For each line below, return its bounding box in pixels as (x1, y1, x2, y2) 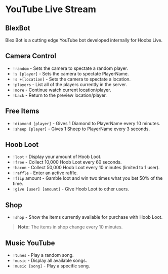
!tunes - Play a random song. (12, 252, 74, 258)
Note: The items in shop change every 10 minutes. (17, 224, 123, 230)
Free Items (5, 107, 39, 115)
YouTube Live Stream (5, 4, 96, 15)
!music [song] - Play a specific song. (12, 263, 90, 269)
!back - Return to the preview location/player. (12, 92, 107, 98)
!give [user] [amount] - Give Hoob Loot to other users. (12, 186, 129, 192)
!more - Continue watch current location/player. (12, 87, 111, 93)
